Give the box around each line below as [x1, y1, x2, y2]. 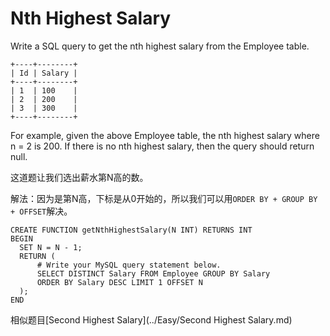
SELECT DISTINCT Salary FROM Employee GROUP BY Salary [36, 268, 271, 279]
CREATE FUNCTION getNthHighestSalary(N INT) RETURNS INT [10, 225, 253, 235]
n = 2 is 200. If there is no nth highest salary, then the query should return [10, 140, 315, 152]
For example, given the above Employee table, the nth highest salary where [10, 129, 320, 141]
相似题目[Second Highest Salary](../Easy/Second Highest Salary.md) [10, 313, 293, 326]
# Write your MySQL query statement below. [36, 260, 222, 270]
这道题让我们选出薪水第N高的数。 [10, 171, 149, 183]
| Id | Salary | [10, 68, 78, 78]
